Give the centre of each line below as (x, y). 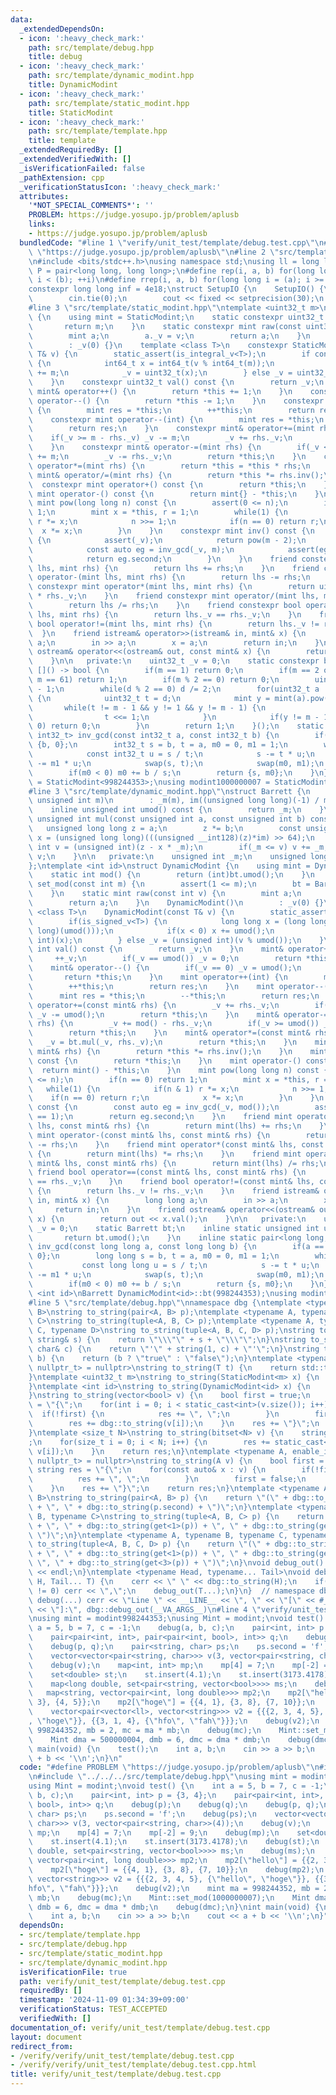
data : (21, 19)
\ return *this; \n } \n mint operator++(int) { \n (158, 977)
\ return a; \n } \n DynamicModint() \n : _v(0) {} (176, 903)
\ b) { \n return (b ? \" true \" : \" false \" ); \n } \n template (160, 1358)
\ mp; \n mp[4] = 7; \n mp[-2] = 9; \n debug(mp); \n (154, 1832)
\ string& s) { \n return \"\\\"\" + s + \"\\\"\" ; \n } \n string (167, 1340)
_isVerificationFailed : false (82, 168)
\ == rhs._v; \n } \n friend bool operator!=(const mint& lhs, (171, 1182)
